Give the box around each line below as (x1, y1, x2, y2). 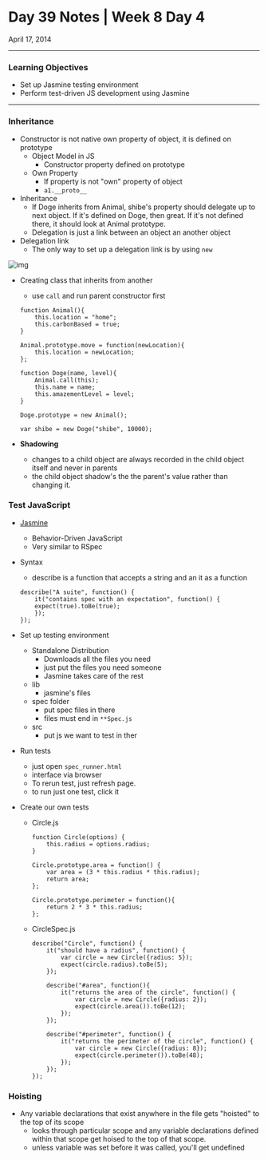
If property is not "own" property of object (43, 176, 183, 186)
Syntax (19, 557, 44, 567)
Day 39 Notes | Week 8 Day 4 (8, 8, 206, 26)
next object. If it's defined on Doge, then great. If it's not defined (31, 210, 244, 220)
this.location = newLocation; (34, 348, 135, 356)
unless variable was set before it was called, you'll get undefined (31, 1142, 245, 1153)
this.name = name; (34, 383, 96, 391)
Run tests (19, 746, 52, 755)
